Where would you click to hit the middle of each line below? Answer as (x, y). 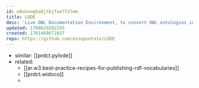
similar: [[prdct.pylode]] (44, 55)
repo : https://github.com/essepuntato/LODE (61, 39)
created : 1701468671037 (36, 33)
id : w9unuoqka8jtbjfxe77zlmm (42, 11)
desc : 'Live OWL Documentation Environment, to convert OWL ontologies (96, 22)
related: (24, 62)
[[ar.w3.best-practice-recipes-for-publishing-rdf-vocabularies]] (101, 68)
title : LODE (21, 17)
